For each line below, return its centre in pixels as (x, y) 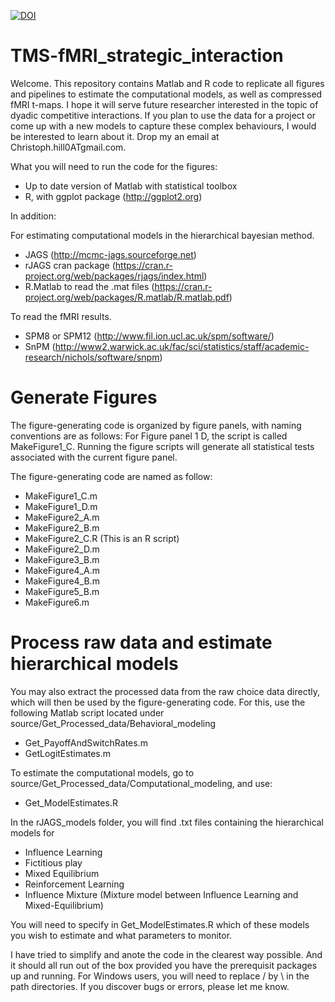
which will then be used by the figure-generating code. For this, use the (158, 702)
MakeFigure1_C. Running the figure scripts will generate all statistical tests (162, 446)
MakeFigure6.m (57, 602)
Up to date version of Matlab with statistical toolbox (131, 186)
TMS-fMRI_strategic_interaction (147, 56)
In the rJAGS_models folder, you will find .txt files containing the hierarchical (167, 822)
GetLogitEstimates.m (68, 753)
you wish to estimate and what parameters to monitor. (121, 935)
